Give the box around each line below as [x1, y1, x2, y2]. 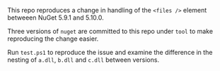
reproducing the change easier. [7, 34, 99, 43]
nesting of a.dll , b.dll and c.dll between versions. [7, 56, 160, 64]
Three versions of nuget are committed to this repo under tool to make [7, 27, 214, 35]
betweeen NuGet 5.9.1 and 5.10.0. [7, 13, 104, 22]
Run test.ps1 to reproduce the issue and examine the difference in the [7, 49, 213, 56]
